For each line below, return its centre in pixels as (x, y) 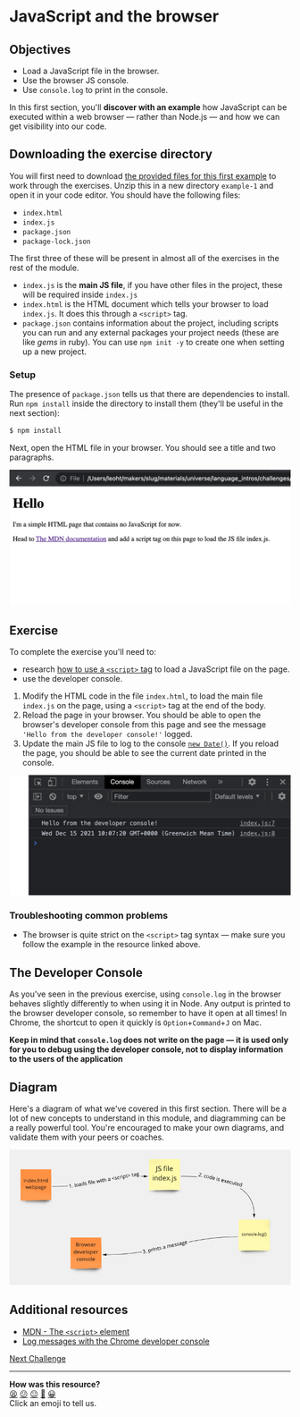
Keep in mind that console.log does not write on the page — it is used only (149, 1040)
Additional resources (69, 1310)
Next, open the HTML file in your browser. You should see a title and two (143, 447)
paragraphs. (32, 457)
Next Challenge (38, 1358)
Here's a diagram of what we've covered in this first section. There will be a (148, 1108)
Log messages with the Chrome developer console (116, 1341)
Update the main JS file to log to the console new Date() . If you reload (150, 743)
